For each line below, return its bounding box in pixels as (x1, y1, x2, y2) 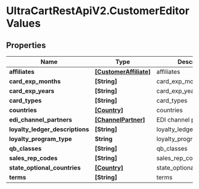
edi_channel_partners (9, 116, 72, 123)
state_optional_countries (9, 164, 81, 172)
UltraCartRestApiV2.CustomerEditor (6, 4, 190, 18)
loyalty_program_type (9, 135, 72, 143)
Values (6, 17, 41, 30)
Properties (6, 40, 46, 50)
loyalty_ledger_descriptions (9, 125, 89, 133)
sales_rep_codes (9, 154, 58, 162)
